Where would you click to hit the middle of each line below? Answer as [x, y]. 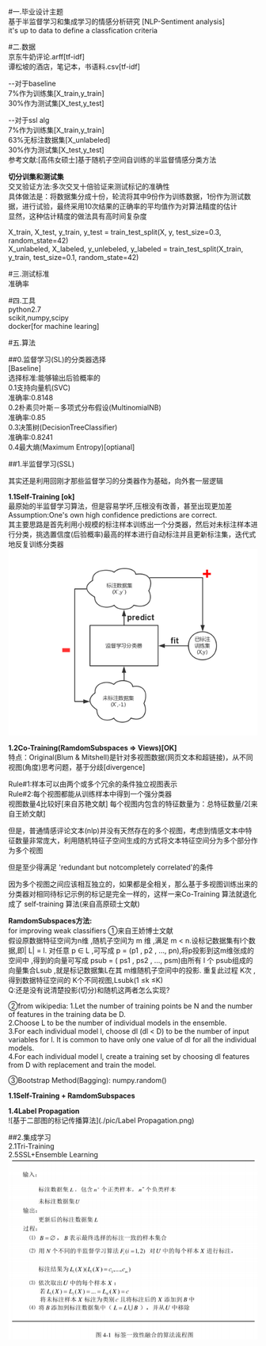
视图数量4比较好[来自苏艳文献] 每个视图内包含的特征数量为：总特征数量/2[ [129, 804]
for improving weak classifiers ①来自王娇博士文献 [91, 931]
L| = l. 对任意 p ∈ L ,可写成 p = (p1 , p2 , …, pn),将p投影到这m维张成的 [141, 950]
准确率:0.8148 [31, 398]
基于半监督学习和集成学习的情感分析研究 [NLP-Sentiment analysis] [117, 21]
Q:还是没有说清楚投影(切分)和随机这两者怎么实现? [89, 990]
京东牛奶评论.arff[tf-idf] [47, 57]
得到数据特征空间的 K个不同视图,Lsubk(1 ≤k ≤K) [86, 981]
